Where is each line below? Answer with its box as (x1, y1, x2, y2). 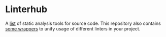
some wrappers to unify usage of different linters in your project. (5, 25, 141, 31)
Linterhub (5, 4, 47, 15)
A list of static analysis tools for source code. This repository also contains (5, 20, 161, 26)
